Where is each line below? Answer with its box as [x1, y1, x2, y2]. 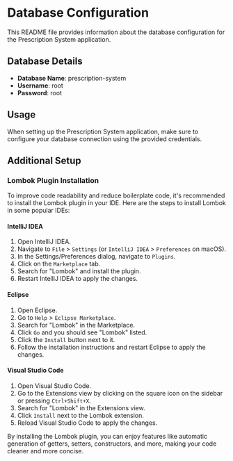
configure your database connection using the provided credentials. [7, 134, 202, 143]
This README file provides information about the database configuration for [7, 28, 225, 36]
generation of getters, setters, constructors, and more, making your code [7, 439, 217, 448]
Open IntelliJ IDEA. [17, 238, 72, 246]
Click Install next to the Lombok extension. [17, 411, 145, 419]
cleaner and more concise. [7, 446, 84, 455]
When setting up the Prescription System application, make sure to [7, 127, 199, 136]
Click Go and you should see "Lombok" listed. [17, 328, 147, 337]
